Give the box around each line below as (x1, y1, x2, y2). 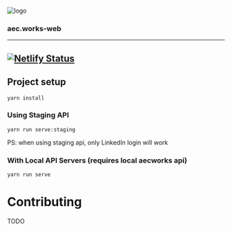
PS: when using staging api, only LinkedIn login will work (7, 138, 168, 147)
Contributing (7, 194, 82, 210)
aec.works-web (7, 24, 62, 33)
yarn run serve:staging (7, 126, 76, 133)
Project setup (7, 76, 67, 88)
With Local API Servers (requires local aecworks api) (7, 156, 188, 165)
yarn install (7, 94, 45, 102)
